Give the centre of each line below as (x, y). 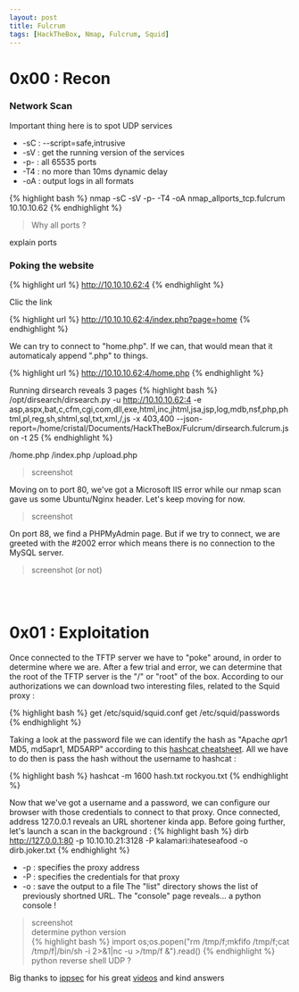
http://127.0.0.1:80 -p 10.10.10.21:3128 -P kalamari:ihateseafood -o (129, 841)
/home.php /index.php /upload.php (74, 455)
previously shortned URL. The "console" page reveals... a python (141, 896)
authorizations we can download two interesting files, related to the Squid (145, 686)
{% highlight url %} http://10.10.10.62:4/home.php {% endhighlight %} (137, 373)
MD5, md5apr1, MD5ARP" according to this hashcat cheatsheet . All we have (149, 749)
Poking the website (52, 265)
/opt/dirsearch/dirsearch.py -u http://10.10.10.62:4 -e (106, 400)
